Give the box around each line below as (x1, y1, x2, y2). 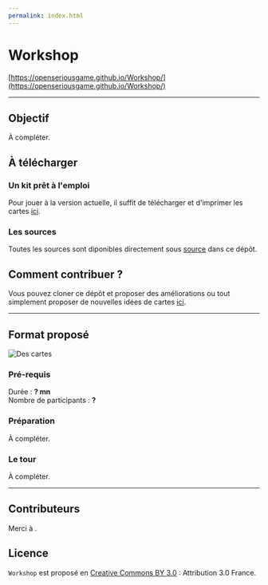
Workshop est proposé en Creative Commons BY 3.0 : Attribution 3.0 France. (8, 567, 257, 577)
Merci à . (8, 524, 37, 533)
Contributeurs (8, 502, 81, 516)
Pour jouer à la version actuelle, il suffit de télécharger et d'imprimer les (8, 198, 243, 208)
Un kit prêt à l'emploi (8, 180, 90, 191)
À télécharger (8, 156, 78, 169)
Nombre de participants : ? (8, 396, 97, 405)
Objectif (8, 111, 49, 125)
